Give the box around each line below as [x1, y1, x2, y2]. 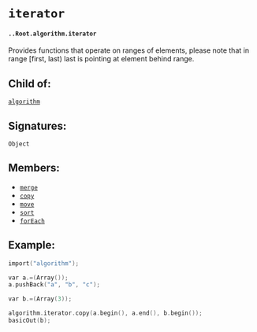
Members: [8, 161, 61, 175]
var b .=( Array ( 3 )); [8, 295, 73, 303]
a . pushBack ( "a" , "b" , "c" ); [8, 281, 101, 289]
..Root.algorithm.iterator [8, 30, 97, 38]
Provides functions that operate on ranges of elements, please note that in [8, 46, 250, 55]
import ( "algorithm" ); [8, 259, 80, 267]
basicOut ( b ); [8, 317, 51, 325]
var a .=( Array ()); [8, 274, 69, 282]
